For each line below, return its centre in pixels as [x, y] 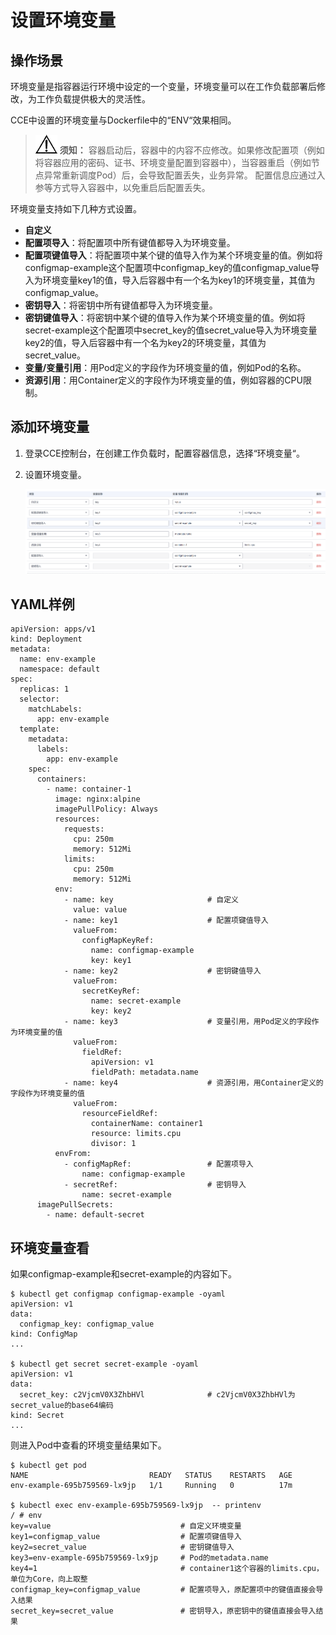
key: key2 [111, 1011]
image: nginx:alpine [97, 799]
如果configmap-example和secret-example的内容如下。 [123, 1274]
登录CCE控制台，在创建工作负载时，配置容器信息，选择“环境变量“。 [164, 453]
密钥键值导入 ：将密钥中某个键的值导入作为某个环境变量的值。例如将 [165, 317]
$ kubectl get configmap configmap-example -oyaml [118, 1294]
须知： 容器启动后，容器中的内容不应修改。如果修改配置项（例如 [192, 150]
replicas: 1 [44, 689]
